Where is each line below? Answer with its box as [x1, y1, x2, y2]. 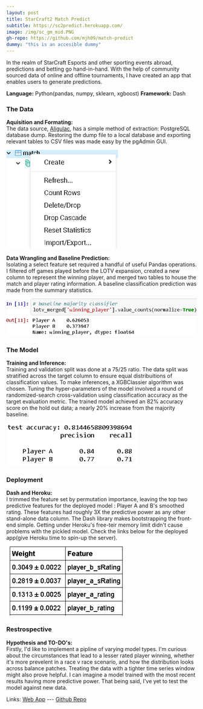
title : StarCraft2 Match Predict [6, 16, 91, 22]
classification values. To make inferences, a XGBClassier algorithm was [6, 379, 184, 386]
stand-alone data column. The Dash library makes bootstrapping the [6, 515, 176, 522]
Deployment [6, 475, 43, 484]
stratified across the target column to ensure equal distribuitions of [6, 372, 173, 380]
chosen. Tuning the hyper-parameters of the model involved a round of [6, 385, 183, 393]
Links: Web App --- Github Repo [6, 695, 86, 703]
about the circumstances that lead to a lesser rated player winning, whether [6, 652, 195, 659]
